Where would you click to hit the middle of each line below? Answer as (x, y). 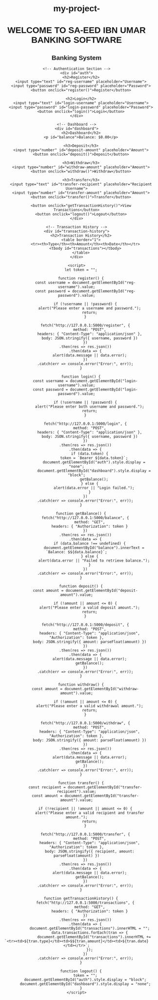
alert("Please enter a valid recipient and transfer (89, 813)
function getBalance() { (81, 514)
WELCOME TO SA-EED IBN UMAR (77, 30)
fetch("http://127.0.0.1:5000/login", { (85, 424)
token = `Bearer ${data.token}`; (94, 458)
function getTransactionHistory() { (81, 899)
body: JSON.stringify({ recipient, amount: (90, 851)
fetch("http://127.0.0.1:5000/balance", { (85, 518)
